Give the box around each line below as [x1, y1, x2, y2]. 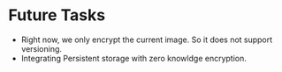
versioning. [20, 43, 63, 54]
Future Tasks [8, 5, 106, 25]
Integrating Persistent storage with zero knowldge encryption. [20, 53, 247, 63]
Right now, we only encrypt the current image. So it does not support [20, 34, 273, 45]
